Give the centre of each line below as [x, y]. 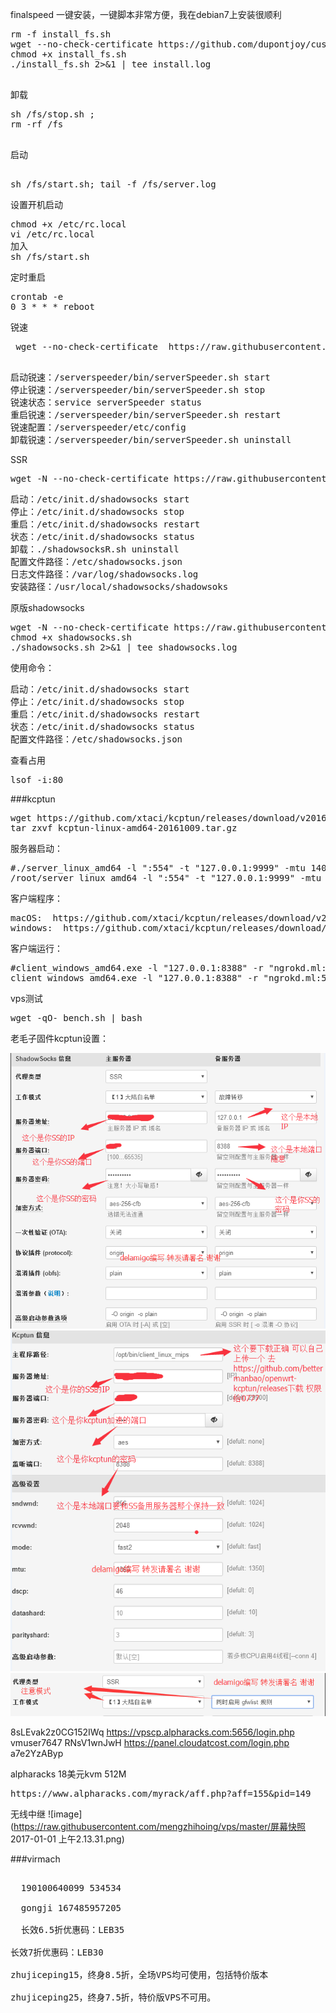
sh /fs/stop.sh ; [52, 114]
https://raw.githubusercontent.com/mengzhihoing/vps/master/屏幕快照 [160, 1827]
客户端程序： [36, 898]
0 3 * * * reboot [52, 306]
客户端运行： [36, 948]
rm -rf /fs [37, 124]
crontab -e [37, 296]
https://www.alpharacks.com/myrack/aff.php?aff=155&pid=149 [161, 1794]
